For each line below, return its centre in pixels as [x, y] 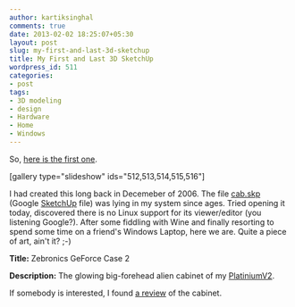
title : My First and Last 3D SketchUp [81, 59]
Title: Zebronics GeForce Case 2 [69, 258]
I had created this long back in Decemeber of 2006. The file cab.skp [135, 194]
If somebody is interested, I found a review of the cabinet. [115, 293]
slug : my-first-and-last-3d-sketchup [80, 51]
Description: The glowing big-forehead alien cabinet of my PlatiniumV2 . [142, 275]
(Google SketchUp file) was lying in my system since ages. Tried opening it [147, 203]
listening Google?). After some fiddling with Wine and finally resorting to [142, 222]
